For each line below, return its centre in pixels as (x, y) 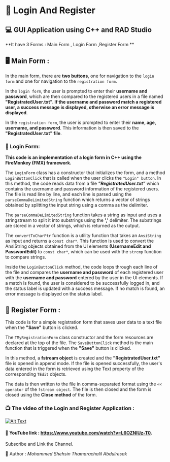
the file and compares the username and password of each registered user (84, 272)
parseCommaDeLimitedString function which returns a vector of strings (78, 200)
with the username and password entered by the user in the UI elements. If (84, 278)
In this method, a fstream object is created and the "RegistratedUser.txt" (83, 358)
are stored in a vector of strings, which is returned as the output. (73, 226)
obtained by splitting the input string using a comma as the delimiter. (77, 205)
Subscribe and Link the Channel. (39, 444)
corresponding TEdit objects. (36, 374)
